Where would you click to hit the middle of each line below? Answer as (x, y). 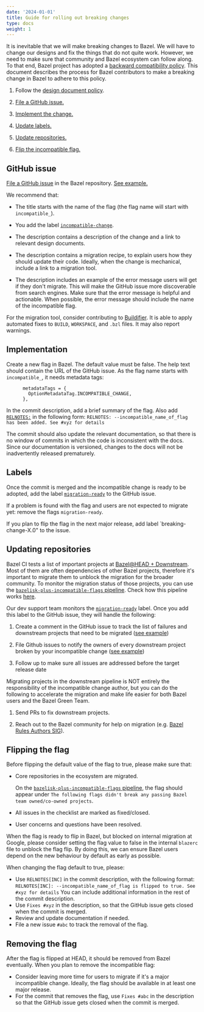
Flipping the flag (38, 750)
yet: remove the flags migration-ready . (55, 511)
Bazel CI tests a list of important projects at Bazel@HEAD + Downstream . (98, 564)
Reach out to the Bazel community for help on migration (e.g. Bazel (99, 724)
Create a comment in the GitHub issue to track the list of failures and (101, 626)
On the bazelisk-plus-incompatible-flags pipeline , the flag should (99, 788)
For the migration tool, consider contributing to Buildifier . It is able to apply (100, 318)
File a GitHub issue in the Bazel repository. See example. (77, 183)
